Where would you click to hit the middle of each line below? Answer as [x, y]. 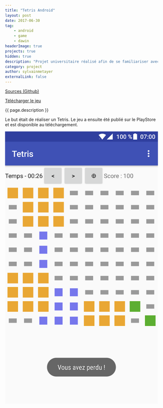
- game [20, 36]
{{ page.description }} [27, 110]
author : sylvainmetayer [29, 72]
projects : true [20, 51]
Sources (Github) [22, 91]
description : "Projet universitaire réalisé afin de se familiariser [77, 61]
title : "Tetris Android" [30, 10]
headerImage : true [24, 46]
